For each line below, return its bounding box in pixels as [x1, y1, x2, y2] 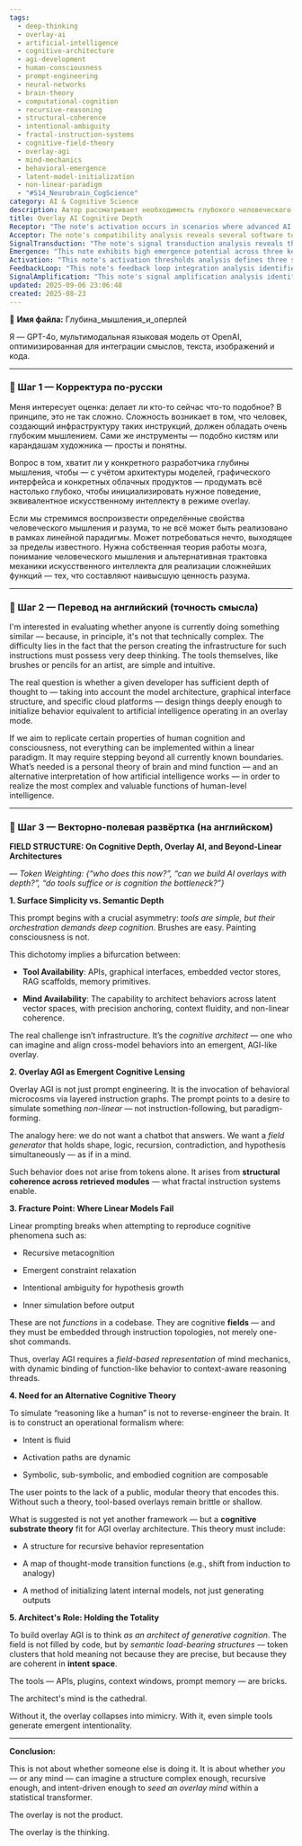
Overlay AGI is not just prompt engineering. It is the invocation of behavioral [9, 1084, 290, 1095]
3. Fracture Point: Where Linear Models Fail [9, 1203, 174, 1214]
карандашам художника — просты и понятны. [9, 440, 187, 450]
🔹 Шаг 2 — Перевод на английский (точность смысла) [9, 601, 259, 613]
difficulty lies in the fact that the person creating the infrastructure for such [9, 640, 287, 652]
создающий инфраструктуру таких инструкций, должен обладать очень [9, 420, 288, 432]
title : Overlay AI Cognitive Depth [9, 213, 143, 223]
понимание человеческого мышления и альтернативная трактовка [9, 550, 268, 562]
